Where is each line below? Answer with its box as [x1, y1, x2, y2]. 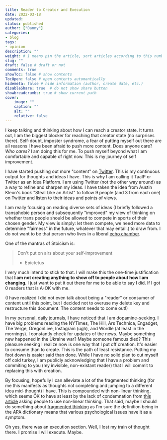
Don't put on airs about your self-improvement [17, 250, 113, 256]
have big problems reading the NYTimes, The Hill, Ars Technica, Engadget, [5, 320, 159, 326]
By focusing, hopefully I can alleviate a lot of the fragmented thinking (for [5, 377, 155, 383]
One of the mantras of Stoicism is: [5, 240, 75, 246]
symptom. [5, 414, 26, 420]
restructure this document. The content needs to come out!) [5, 305, 128, 311]
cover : [5, 95, 19, 100]
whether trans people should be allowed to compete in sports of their [5, 215, 147, 221]
